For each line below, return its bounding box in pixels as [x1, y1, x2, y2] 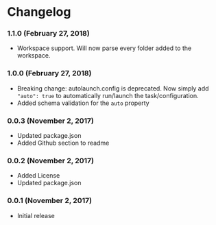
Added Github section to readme [16, 139, 110, 147]
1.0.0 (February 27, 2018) [7, 69, 92, 78]
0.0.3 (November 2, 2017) [7, 116, 94, 126]
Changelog [7, 4, 71, 20]
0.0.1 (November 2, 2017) [7, 196, 93, 206]
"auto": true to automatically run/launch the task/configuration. [16, 91, 199, 99]
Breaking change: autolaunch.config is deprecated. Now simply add [16, 84, 209, 93]
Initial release [16, 211, 55, 220]
